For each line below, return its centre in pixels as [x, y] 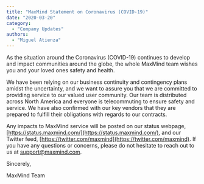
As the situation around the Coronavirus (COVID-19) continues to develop [98, 57]
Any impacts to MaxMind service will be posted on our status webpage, [96, 126]
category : [19, 23]
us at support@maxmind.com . [44, 152]
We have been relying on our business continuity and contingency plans [97, 82]
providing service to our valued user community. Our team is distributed [97, 95]
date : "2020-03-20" [31, 18]
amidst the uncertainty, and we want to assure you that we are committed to [102, 88]
